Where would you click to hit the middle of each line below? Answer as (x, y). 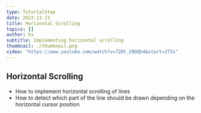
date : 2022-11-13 (28, 18)
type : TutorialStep (31, 12)
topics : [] (20, 29)
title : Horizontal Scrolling (43, 23)
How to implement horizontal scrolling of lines (72, 91)
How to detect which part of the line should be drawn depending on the (105, 98)
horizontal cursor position (48, 104)
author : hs (20, 35)
